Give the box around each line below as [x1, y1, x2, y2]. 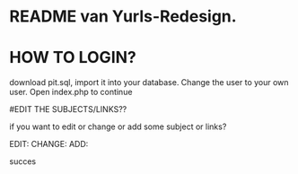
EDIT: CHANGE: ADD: [9, 139, 89, 150]
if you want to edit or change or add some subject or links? [9, 121, 227, 132]
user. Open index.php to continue [9, 87, 133, 98]
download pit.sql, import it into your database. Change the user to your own [9, 77, 289, 88]
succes [9, 156, 37, 167]
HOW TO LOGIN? [9, 48, 136, 68]
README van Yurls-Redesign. [9, 6, 237, 27]
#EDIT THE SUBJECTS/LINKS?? [9, 104, 127, 115]
